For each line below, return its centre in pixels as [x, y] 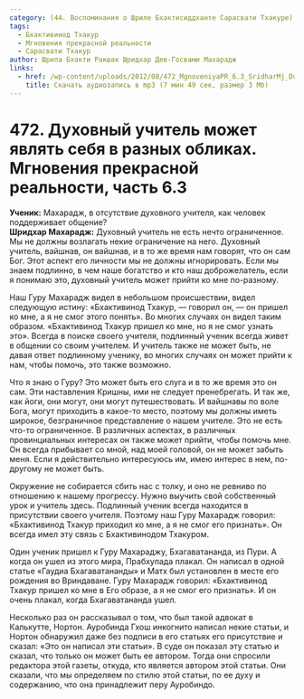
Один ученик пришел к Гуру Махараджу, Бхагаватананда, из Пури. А [143, 552]
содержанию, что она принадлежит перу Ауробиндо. [112, 685]
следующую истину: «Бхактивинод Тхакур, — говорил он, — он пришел [148, 307]
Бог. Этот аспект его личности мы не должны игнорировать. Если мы [144, 260]
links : [22, 69]
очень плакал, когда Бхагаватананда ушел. [93, 600]
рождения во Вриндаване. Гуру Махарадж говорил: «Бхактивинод [138, 581]
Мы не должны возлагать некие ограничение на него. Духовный [135, 241]
